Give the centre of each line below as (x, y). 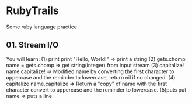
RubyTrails (33, 11)
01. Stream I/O (32, 45)
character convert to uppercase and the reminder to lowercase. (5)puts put (96, 90)
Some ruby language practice (42, 27)
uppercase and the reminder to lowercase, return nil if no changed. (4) (91, 77)
